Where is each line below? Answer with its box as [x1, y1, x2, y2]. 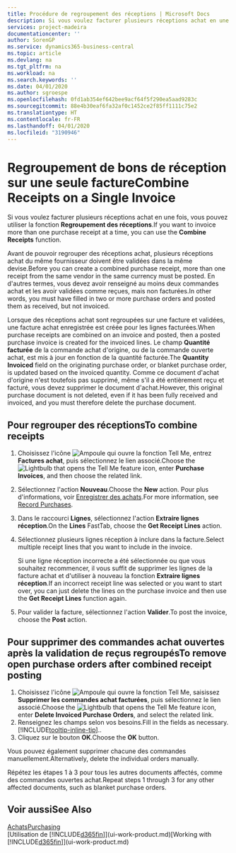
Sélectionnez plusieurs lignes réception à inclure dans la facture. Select [17, 536, 225, 544]
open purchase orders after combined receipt [7, 658, 212, 670]
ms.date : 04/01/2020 [7, 83, 69, 90]
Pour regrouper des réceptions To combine [7, 419, 198, 431]
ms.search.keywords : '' [7, 76, 78, 84]
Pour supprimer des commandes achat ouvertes [7, 635, 225, 648]
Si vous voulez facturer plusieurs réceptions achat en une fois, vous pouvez [7, 213, 228, 222]
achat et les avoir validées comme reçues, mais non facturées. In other [7, 287, 212, 295]
